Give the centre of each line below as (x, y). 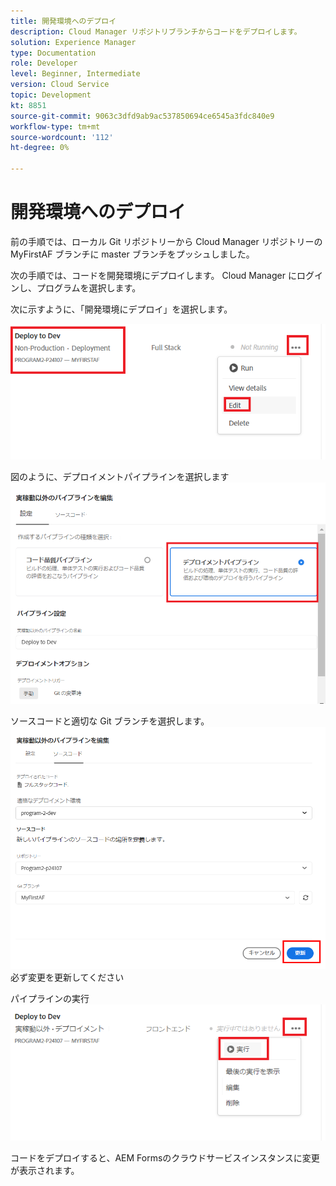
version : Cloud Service (60, 85)
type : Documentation (53, 53)
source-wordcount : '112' (62, 137)
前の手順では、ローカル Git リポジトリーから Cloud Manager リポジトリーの (166, 241)
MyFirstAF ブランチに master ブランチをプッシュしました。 (132, 254)
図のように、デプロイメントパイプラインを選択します (120, 477)
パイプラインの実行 (50, 999)
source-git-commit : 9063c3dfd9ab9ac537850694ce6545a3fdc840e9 (142, 116)
